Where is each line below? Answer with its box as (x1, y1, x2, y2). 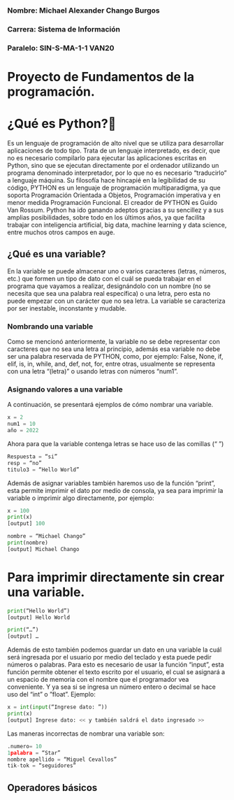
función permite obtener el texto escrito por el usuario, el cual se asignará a (7, 668, 226, 676)
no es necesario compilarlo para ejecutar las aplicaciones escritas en (7, 153, 207, 162)
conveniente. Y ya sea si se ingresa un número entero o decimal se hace (7, 683, 217, 691)
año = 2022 (7, 427, 39, 434)
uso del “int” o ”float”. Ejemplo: (7, 690, 96, 699)
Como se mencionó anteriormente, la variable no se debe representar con (7, 338, 220, 345)
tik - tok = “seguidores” (7, 762, 77, 769)
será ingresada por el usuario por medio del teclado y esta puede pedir (7, 653, 212, 662)
